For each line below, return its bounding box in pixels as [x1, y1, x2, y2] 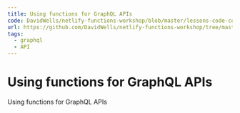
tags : [7, 30, 24, 38]
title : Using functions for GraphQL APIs [7, 10, 133, 18]
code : [7, 17, 24, 24]
